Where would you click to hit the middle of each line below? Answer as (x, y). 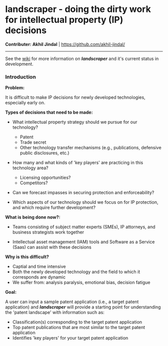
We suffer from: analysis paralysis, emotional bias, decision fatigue (81, 283)
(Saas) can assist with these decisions (52, 247)
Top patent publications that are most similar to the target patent (79, 328)
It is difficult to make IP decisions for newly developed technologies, (75, 97)
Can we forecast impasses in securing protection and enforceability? (83, 193)
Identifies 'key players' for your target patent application (70, 338)
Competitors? (34, 183)
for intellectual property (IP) (64, 20)
